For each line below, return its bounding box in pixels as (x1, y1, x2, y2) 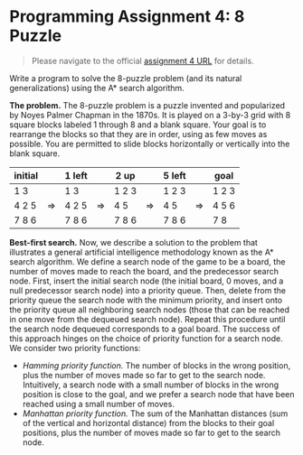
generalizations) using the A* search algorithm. (9, 82, 185, 93)
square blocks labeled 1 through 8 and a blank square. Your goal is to (9, 119, 267, 130)
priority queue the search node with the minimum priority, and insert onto (9, 294, 283, 305)
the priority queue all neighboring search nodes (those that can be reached (9, 304, 290, 315)
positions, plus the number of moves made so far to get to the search (22, 427, 280, 438)
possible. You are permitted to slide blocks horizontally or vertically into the (9, 138, 290, 149)
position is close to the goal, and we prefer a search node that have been (22, 388, 296, 399)
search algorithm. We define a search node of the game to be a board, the (9, 255, 286, 267)
